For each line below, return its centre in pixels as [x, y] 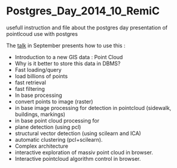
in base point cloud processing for [57, 120]
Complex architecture [42, 146]
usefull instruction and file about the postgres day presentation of [87, 28]
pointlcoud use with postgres [42, 33]
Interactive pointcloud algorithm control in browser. [78, 158]
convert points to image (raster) [54, 101]
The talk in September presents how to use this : [66, 45]
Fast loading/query [38, 69]
